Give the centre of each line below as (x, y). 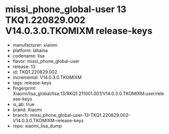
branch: (21, 115)
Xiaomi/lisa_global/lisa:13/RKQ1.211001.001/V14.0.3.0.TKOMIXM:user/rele (88, 93)
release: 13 (24, 66)
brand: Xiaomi (27, 110)
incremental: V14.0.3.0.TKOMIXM (47, 77)
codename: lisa (28, 56)
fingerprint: (24, 88)
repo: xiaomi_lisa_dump (37, 126)
